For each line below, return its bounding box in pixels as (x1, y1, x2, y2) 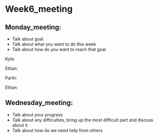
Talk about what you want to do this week (12, 41, 96, 47)
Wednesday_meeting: (5, 99, 73, 107)
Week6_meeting (5, 3, 73, 15)
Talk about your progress (12, 111, 63, 117)
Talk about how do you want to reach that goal (12, 47, 106, 52)
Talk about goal (12, 36, 44, 42)
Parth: (5, 75, 18, 81)
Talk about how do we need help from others (12, 127, 103, 133)
